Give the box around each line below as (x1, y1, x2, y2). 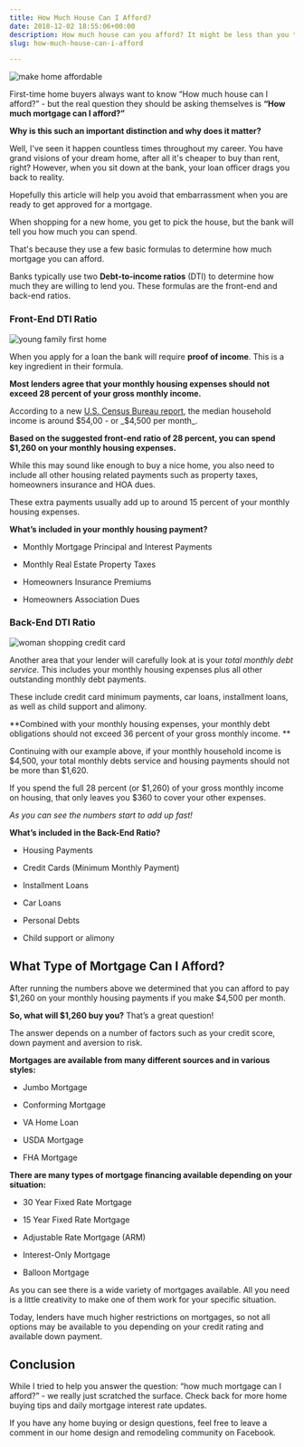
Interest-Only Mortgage (22, 1249, 111, 1260)
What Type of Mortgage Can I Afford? (9, 959, 225, 974)
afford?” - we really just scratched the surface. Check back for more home (9, 1391, 288, 1402)
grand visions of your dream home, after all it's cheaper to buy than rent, (9, 153, 280, 164)
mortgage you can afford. (9, 254, 105, 264)
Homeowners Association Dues (22, 594, 140, 605)
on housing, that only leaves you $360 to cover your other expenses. (9, 791, 267, 802)
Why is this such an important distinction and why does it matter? (9, 126, 261, 137)
